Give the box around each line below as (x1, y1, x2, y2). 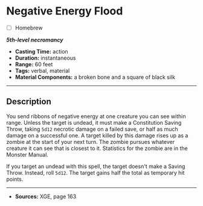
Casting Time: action (14, 48, 68, 55)
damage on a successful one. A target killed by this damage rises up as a (6, 131, 188, 139)
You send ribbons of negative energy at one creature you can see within (6, 113, 186, 120)
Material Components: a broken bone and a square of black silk (14, 73, 175, 81)
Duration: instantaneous (14, 54, 76, 61)
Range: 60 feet (14, 61, 53, 67)
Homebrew (14, 24, 43, 31)
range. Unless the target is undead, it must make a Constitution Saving (6, 119, 182, 126)
